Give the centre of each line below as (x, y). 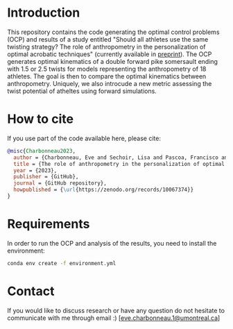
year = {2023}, (35, 170)
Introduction (44, 13)
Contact (31, 291)
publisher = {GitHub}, (46, 177)
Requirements (49, 224)
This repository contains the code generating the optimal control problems (113, 32)
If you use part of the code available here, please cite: (84, 138)
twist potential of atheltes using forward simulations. (82, 91)
